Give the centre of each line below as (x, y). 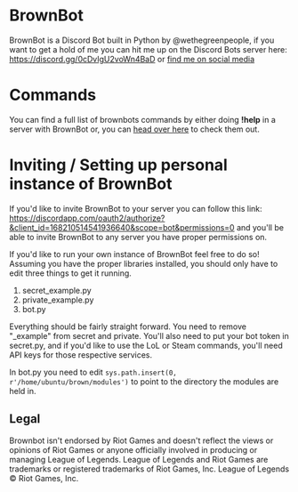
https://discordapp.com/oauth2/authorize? (87, 218)
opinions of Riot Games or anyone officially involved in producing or (133, 449)
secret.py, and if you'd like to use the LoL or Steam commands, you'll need (146, 345)
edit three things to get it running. (70, 273)
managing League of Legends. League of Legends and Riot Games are (139, 459)
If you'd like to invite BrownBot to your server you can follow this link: (136, 208)
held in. (23, 391)
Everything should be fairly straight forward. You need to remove (128, 327)
